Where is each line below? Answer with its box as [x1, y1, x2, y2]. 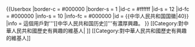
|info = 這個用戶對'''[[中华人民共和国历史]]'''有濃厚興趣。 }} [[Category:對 [6, 20, 184, 26]
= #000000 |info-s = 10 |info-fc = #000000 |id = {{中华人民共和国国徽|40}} [6, 12, 189, 19]
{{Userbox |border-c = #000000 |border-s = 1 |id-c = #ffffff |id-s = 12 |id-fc [6, 6, 190, 12]
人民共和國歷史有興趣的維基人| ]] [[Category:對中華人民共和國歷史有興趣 [11, 27, 187, 34]
